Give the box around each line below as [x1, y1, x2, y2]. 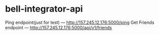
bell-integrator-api [5, 3, 83, 15]
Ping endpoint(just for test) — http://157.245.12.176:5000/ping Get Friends [5, 19, 155, 25]
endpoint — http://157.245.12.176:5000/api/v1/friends [5, 24, 112, 30]
